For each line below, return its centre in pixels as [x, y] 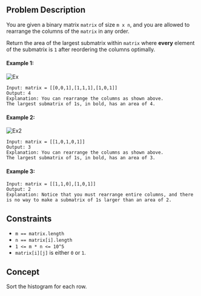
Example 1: [20, 63]
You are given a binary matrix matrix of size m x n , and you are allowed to [98, 24]
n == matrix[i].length [44, 240]
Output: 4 [19, 94]
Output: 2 [19, 190]
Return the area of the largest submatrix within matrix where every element [100, 43]
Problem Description [46, 10]
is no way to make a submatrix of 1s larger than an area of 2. [89, 200]
